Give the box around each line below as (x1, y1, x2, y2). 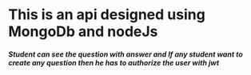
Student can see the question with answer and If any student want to (8, 49, 243, 59)
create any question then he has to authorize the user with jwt (8, 57, 220, 67)
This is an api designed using (8, 6, 205, 24)
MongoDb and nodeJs (8, 22, 158, 41)
